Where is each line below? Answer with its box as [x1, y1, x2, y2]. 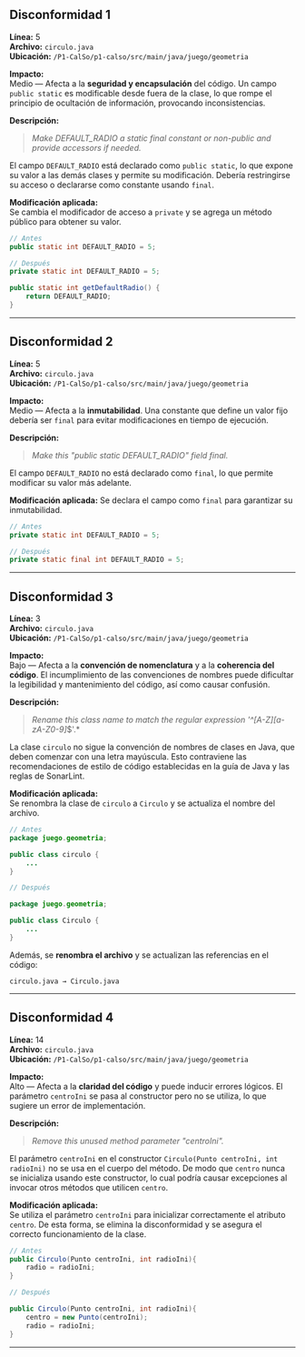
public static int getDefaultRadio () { [9, 284, 161, 293]
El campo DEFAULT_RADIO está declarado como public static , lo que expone [9, 159, 293, 171]
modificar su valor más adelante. [9, 477, 132, 488]
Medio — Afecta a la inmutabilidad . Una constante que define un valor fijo [9, 405, 289, 416]
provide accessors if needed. [31, 142, 143, 153]
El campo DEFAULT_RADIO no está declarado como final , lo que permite [9, 467, 274, 478]
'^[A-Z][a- [247, 714, 286, 726]
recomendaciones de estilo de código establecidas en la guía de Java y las [9, 761, 290, 772]
